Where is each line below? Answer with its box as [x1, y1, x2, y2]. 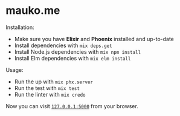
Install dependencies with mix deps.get [14, 42, 112, 49]
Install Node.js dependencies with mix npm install [14, 48, 141, 55]
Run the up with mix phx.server [14, 78, 93, 85]
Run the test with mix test [14, 84, 80, 91]
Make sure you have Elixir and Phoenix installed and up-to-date [14, 35, 175, 42]
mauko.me [5, 4, 60, 18]
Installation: [5, 24, 34, 31]
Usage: [5, 66, 24, 73]
